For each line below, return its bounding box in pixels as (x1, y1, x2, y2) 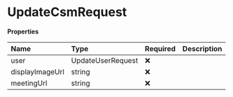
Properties (7, 27, 39, 36)
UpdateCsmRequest (7, 4, 127, 20)
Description (182, 43, 223, 53)
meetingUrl (10, 78, 48, 88)
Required (144, 43, 176, 53)
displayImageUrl (10, 67, 65, 77)
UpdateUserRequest (71, 55, 139, 65)
